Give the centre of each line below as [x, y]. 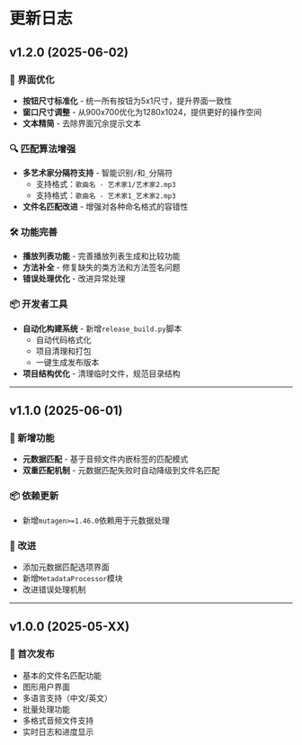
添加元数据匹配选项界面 [66, 567]
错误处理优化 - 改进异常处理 [74, 279]
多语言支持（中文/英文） [67, 697]
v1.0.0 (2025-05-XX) [70, 627]
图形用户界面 [46, 687]
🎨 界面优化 [32, 79]
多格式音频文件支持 [58, 720]
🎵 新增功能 [32, 438]
